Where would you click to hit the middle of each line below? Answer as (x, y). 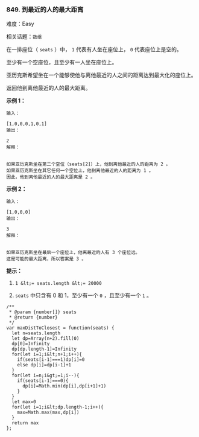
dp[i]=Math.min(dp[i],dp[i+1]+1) (64, 386)
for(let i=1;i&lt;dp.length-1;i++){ (58, 407)
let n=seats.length (36, 333)
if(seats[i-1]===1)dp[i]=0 (51, 360)
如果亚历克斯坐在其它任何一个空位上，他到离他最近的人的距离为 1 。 (80, 171)
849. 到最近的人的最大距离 (45, 9)
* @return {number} (33, 317)
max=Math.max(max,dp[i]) (48, 413)
